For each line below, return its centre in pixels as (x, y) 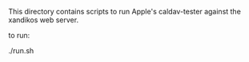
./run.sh (21, 50)
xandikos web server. (43, 20)
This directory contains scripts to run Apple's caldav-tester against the (125, 12)
